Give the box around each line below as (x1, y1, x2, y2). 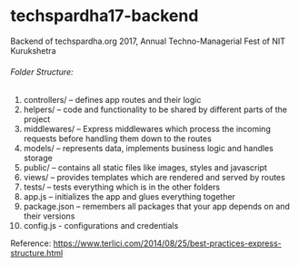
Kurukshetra (10, 45, 56, 56)
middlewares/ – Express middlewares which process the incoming (23, 124, 271, 135)
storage (23, 152, 53, 164)
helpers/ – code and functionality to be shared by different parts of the (23, 104, 287, 115)
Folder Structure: (10, 66, 74, 77)
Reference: (10, 238, 52, 249)
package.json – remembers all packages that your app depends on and (23, 201, 290, 212)
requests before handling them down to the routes (23, 133, 212, 144)
